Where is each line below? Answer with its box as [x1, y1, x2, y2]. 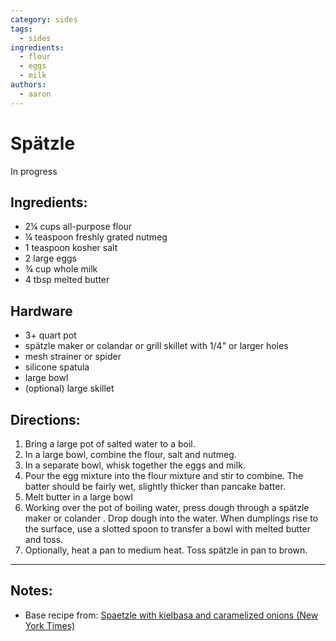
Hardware [10, 302, 73, 320]
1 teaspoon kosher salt [24, 242, 118, 254]
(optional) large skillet [24, 382, 115, 395]
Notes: [10, 582, 53, 600]
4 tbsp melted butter [24, 274, 110, 286]
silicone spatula [24, 361, 90, 373]
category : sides [10, 14, 78, 25]
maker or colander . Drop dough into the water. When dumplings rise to [24, 512, 319, 524]
